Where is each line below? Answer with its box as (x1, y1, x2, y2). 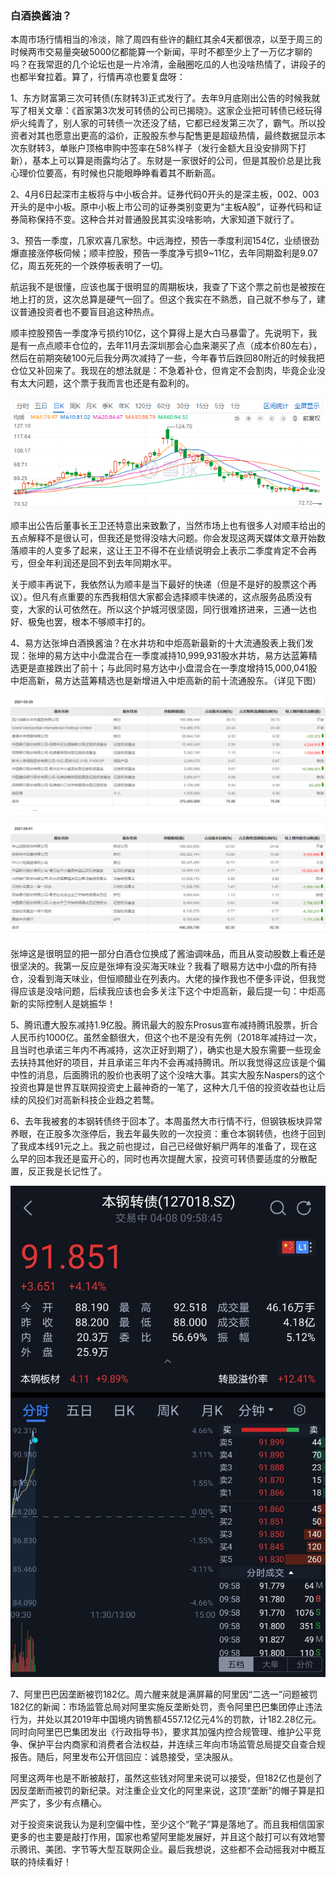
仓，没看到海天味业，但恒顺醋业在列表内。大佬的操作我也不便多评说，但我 (10, 973, 317, 985)
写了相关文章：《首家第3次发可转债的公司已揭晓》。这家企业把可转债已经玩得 (10, 105, 323, 117)
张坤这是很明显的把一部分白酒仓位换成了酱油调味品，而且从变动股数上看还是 (10, 948, 326, 960)
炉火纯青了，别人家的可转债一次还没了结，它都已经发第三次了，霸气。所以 (10, 117, 317, 129)
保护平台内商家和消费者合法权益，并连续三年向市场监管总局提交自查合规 (27, 1738, 326, 1750)
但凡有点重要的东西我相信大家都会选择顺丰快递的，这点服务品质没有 (31, 590, 313, 602)
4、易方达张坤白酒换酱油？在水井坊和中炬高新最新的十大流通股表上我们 (10, 637, 306, 649)
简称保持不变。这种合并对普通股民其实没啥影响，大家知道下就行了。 (18, 213, 300, 226)
